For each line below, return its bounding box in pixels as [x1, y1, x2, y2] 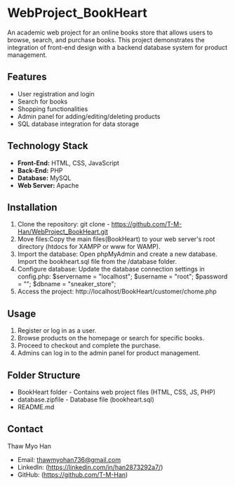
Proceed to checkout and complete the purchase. [17, 341, 161, 350]
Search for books [17, 97, 68, 105]
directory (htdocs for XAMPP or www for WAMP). [17, 243, 161, 251]
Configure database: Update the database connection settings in [17, 265, 205, 274]
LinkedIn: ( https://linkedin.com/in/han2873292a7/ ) [17, 463, 163, 471]
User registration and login [17, 89, 95, 98]
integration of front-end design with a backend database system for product [7, 43, 228, 51]
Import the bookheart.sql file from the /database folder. [17, 257, 177, 266]
